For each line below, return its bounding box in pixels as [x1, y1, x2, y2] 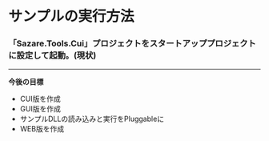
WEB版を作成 [19, 124, 65, 134]
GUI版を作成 [19, 104, 62, 114]
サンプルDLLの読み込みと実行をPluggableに [19, 114, 165, 124]
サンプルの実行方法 [8, 7, 134, 26]
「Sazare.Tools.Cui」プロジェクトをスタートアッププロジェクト [8, 38, 256, 49]
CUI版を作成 [19, 94, 62, 104]
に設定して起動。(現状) [8, 50, 97, 61]
